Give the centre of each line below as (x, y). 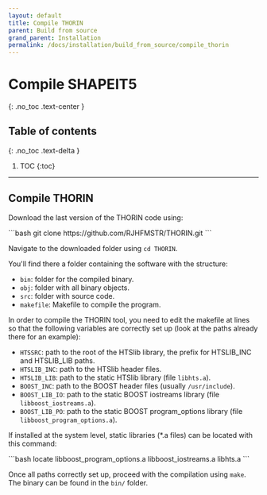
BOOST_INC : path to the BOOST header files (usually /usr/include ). (128, 385)
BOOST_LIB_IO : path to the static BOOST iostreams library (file (120, 394)
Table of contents (52, 131)
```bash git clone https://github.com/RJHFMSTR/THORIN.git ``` (110, 233)
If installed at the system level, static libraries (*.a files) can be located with (130, 435)
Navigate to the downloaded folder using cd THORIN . (93, 248)
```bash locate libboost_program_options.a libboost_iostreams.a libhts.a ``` (129, 458)
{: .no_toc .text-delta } (44, 150)
